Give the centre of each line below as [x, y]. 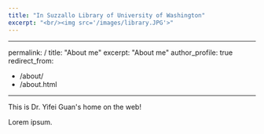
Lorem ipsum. [30, 121]
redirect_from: [31, 60]
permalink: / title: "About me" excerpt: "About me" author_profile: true [121, 53]
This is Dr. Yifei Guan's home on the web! [75, 107]
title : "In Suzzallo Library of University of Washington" [107, 15]
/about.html [38, 84]
